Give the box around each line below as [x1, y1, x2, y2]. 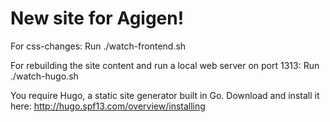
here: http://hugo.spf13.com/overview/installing [10, 100, 206, 112]
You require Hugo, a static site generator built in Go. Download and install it [10, 89, 320, 101]
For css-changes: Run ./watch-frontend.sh [10, 40, 187, 52]
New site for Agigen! [10, 7, 185, 30]
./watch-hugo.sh [10, 70, 79, 82]
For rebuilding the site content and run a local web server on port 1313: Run [10, 59, 320, 71]
